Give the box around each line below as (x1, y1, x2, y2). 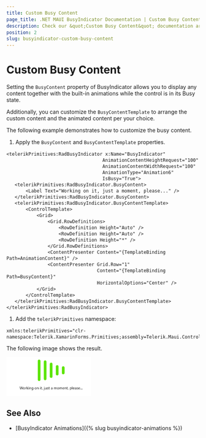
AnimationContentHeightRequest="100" (102, 157, 199, 164)
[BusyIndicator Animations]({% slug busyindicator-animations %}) (15, 424, 183, 432)
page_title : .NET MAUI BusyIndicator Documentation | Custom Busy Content (6, 16, 202, 23)
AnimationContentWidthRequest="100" (102, 163, 196, 170)
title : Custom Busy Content (6, 10, 78, 16)
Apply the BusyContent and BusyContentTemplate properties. (15, 139, 166, 146)
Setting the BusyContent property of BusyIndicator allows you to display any (6, 83, 197, 91)
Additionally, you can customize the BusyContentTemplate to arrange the (6, 108, 188, 116)
